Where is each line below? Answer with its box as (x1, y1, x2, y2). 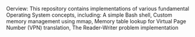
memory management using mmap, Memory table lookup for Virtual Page (6, 18, 186, 24)
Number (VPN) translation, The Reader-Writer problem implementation (6, 24, 179, 31)
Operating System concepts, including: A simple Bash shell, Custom (6, 11, 172, 18)
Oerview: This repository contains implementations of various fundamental (6, 5, 189, 12)
